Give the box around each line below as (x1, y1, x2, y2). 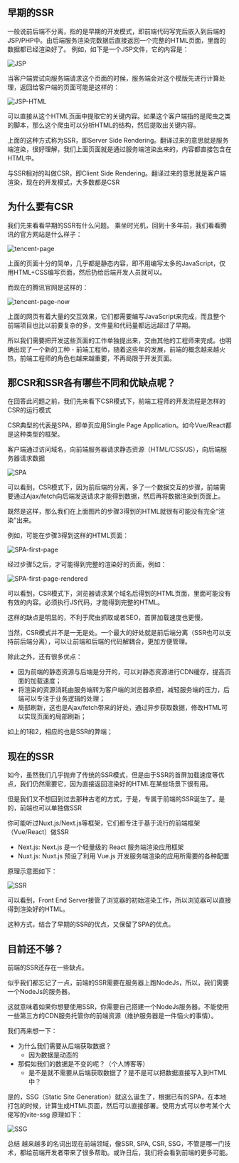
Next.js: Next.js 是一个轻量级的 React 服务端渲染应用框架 (17, 843, 184, 851)
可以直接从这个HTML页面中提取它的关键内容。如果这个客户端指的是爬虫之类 (7, 111, 231, 120)
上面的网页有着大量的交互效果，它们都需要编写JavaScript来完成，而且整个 (7, 312, 226, 320)
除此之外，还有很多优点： (7, 652, 83, 661)
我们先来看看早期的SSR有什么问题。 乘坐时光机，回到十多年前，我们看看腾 (7, 220, 227, 230)
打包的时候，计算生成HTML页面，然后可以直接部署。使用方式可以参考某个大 (7, 1102, 231, 1110)
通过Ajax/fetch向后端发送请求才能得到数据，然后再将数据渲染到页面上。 (13, 492, 225, 501)
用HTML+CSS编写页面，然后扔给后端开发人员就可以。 (7, 268, 166, 276)
